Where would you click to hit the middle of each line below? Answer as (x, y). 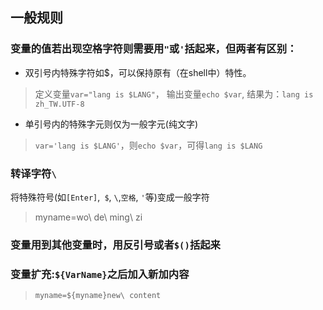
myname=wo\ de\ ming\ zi (88, 217)
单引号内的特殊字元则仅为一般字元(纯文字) (111, 124)
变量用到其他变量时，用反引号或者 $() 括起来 (115, 245)
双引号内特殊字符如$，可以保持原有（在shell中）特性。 (138, 72)
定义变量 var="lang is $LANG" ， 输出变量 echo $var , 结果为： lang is (174, 94)
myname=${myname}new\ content (98, 296)
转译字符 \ (33, 173)
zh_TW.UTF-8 (59, 104)
